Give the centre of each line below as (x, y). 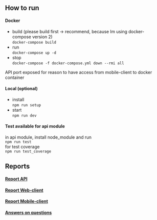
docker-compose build (34, 42)
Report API (16, 179)
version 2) (42, 37)
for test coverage (22, 147)
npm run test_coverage (28, 151)
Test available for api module (35, 126)
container (15, 77)
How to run (22, 8)
